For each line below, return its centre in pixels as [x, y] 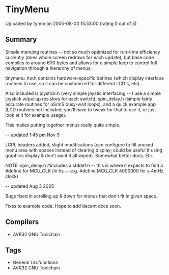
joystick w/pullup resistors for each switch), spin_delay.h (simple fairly [79, 98]
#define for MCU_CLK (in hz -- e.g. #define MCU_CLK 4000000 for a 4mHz [84, 171]
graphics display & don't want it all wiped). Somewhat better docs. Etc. [79, 155]
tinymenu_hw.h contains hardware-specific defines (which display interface [85, 78]
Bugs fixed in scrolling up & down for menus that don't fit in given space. [81, 196]
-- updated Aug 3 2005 [30, 186]
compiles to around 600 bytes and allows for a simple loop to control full [81, 63]
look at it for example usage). [36, 115]
